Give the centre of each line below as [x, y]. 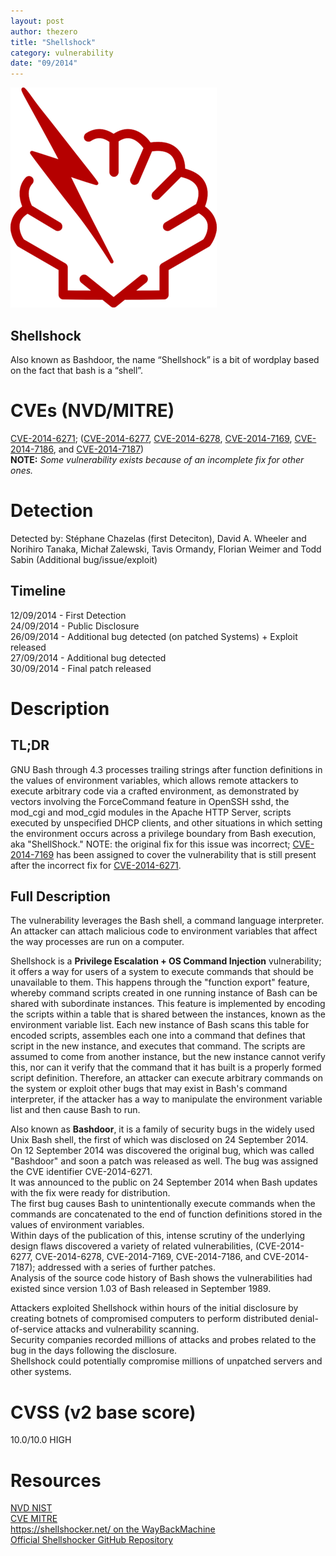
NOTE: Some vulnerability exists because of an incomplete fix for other [157, 459]
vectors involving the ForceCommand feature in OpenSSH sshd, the [150, 801]
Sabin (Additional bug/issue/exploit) [84, 559]
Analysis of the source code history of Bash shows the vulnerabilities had [161, 1278]
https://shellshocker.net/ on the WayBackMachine [113, 1529]
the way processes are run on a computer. [97, 942]
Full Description [60, 896]
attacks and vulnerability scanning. [127, 1329]
